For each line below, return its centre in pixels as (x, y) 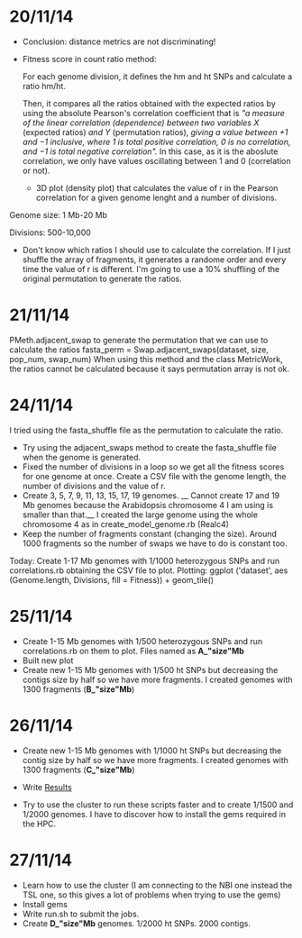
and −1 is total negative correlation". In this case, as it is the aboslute (150, 151)
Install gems (45, 904)
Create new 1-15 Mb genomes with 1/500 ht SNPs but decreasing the (150, 669)
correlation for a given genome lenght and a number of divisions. (156, 197)
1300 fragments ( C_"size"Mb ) (78, 770)
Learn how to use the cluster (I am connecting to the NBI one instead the (157, 885)
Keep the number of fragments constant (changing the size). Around (150, 533)
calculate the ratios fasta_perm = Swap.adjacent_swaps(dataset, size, (139, 350)
